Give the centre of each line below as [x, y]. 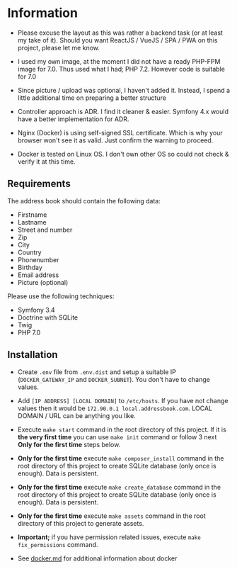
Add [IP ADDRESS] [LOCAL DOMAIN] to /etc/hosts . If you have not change [123, 400]
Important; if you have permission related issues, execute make [109, 537]
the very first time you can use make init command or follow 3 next [117, 436]
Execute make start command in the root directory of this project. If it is [122, 429]
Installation [33, 355]
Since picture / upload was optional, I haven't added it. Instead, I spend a [124, 90]
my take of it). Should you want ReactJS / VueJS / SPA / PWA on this [117, 40]
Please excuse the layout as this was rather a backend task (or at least [120, 33]
